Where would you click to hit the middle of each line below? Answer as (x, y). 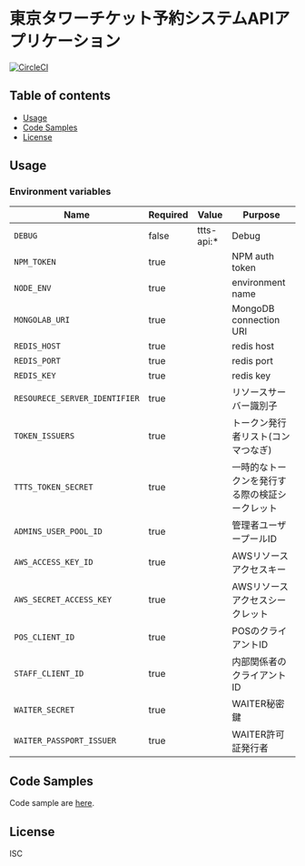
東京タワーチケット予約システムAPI (142, 19)
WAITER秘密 (258, 704)
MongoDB (253, 308)
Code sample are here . (52, 803)
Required (168, 215)
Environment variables (60, 192)
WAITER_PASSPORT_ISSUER (65, 741)
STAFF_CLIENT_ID (49, 674)
